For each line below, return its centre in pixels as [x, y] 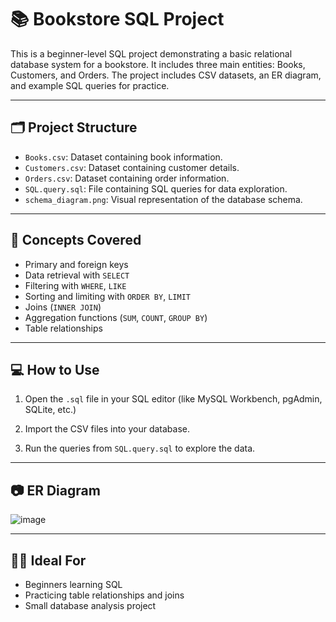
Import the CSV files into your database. [107, 429]
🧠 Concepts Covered [76, 240]
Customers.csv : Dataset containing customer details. [132, 167]
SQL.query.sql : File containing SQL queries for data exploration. [156, 188]
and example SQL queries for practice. [90, 85]
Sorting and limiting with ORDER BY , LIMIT [107, 296]
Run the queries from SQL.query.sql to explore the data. [140, 448]
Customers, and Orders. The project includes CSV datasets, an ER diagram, [166, 75]
